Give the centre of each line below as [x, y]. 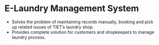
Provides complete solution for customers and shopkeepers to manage [83, 32]
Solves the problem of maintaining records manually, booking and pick [82, 22]
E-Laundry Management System [72, 8]
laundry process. [29, 37]
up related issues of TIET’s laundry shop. [53, 27]
